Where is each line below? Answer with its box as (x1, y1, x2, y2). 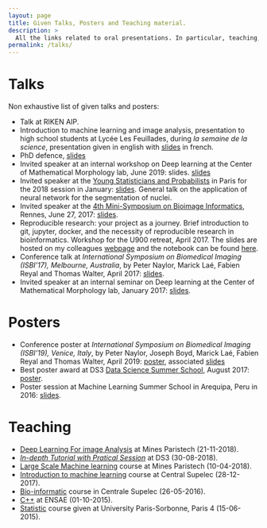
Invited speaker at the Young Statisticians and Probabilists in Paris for (19, 176, 248, 186)
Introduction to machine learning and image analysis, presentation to (19, 125, 245, 135)
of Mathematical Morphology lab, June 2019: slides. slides (19, 168, 211, 177)
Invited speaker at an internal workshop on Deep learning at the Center (19, 160, 253, 169)
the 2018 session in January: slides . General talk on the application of (19, 184, 248, 195)
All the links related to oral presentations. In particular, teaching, (15, 33, 261, 42)
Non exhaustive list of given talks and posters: (8, 102, 160, 111)
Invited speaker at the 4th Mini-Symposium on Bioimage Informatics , (19, 202, 245, 211)
